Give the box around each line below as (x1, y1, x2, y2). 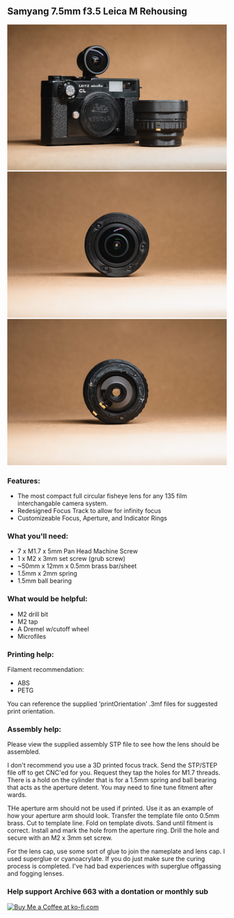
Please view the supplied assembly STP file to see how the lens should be (7, 741, 219, 749)
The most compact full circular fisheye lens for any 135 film (17, 492, 187, 500)
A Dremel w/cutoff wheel (17, 624, 89, 633)
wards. (7, 791, 27, 799)
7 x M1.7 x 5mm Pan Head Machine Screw (17, 547, 138, 555)
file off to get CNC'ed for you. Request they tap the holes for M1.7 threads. (7, 768, 221, 777)
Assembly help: (7, 724, 61, 734)
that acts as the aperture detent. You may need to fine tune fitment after (7, 783, 214, 792)
